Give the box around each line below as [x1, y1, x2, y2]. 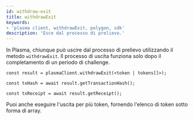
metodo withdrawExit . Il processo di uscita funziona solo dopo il [6, 53, 162, 60]
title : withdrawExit [6, 14, 57, 20]
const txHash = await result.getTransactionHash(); [6, 80, 135, 87]
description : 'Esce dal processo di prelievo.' [6, 30, 125, 36]
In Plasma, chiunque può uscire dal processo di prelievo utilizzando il [6, 46, 173, 53]
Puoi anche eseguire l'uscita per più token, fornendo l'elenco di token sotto [6, 101, 188, 108]
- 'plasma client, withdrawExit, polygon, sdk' [6, 25, 125, 31]
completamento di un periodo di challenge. [6, 59, 111, 66]
